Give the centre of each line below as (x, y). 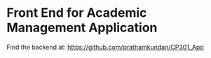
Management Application (82, 28)
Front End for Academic (77, 13)
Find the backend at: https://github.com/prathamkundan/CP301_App (105, 47)
